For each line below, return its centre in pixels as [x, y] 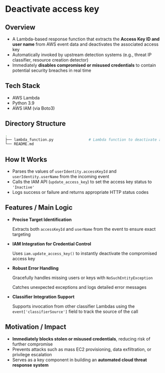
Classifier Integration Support [43, 297]
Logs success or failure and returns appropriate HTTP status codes [80, 192]
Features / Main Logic [39, 208]
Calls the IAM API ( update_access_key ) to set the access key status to [82, 182]
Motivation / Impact [36, 327]
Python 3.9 [23, 103]
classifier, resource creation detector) [50, 60]
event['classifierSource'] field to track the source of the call [75, 311]
